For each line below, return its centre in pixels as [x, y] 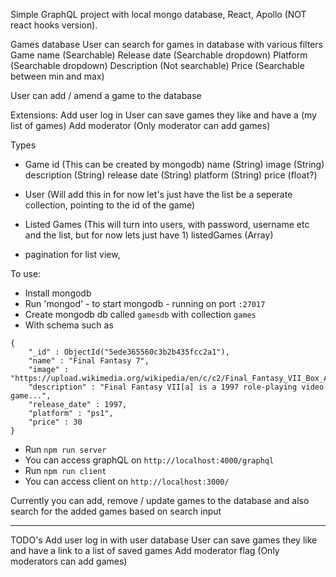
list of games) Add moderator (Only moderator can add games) [140, 125]
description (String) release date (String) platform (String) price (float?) [171, 175]
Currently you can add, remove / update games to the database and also [160, 500]
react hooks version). [54, 25]
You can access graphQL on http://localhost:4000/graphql [149, 460]
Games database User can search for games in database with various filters [166, 44]
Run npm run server [65, 449]
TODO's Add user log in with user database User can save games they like [164, 540]
